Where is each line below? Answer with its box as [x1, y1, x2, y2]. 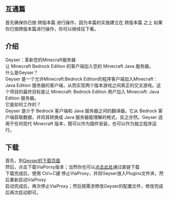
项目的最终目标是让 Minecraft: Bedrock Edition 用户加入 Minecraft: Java [9, 88, 159, 94]
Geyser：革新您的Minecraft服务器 [5, 57, 76, 63]
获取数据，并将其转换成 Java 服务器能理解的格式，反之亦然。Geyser [14, 114, 157, 120]
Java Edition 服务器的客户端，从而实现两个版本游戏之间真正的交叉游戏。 [5, 82, 157, 88]
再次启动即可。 [9, 189, 41, 195]
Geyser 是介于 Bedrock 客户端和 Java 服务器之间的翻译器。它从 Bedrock [5, 108, 157, 114]
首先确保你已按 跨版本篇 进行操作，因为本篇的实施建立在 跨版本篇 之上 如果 [5, 19, 163, 26]
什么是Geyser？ [5, 69, 39, 76]
